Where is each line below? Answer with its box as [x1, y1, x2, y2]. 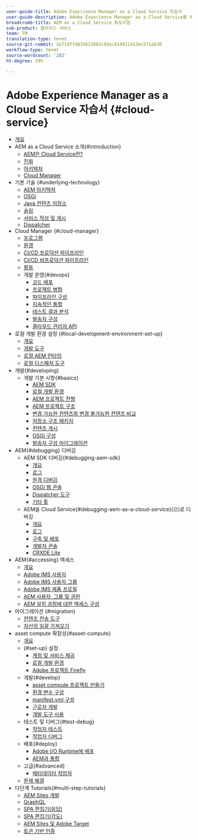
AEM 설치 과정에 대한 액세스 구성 [23, 600, 100, 607]
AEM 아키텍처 [23, 186, 56, 193]
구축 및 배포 [32, 535, 60, 543]
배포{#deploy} [23, 740, 58, 748]
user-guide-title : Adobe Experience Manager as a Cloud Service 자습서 [6, 8, 182, 15]
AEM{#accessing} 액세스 [14, 556, 75, 563]
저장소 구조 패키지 [32, 418, 74, 425]
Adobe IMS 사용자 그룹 [23, 578, 78, 586]
